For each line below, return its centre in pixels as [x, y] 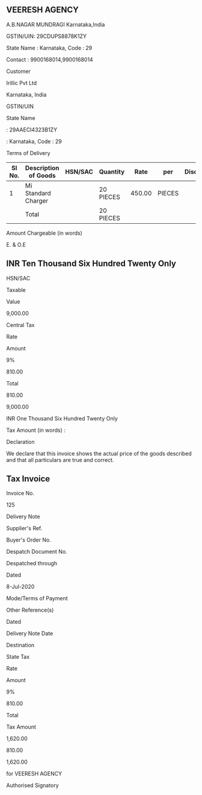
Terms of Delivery [28, 153]
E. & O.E [16, 244]
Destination [20, 645]
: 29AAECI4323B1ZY [32, 130]
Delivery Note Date [30, 633]
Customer [19, 71]
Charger [37, 200]
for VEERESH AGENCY [34, 774]
